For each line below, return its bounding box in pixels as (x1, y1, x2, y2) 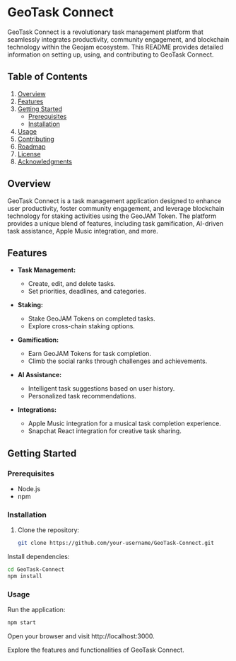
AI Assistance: (17, 371, 62, 379)
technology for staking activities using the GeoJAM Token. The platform (7, 212, 217, 220)
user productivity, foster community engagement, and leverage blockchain (7, 204, 225, 212)
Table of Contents (7, 71, 88, 83)
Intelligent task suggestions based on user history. (28, 384, 175, 393)
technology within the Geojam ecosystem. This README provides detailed (7, 42, 224, 51)
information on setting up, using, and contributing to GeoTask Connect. (7, 50, 214, 59)
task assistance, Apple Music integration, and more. (7, 226, 158, 235)
